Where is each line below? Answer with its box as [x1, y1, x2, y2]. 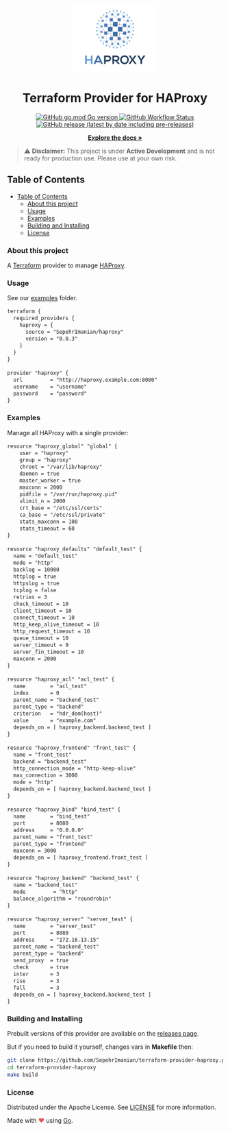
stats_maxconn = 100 [19, 518, 78, 525]
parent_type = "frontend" [13, 840, 88, 847]
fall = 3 [13, 984, 60, 991]
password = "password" [13, 390, 88, 398]
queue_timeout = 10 [13, 635, 69, 642]
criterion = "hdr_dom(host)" [13, 710, 103, 717]
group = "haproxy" [19, 457, 72, 463]
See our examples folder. [7, 294, 77, 302]
